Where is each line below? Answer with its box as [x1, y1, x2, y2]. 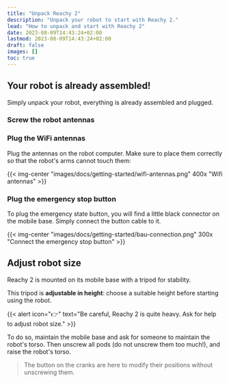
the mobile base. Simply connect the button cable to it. [7, 217, 161, 225]
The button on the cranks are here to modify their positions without [23, 360, 213, 369]
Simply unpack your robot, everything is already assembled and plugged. [7, 98, 214, 106]
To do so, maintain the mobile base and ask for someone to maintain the [7, 333, 211, 341]
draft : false [7, 42, 44, 49]
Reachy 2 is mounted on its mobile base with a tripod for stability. [7, 275, 191, 284]
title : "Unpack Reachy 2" [7, 10, 81, 17]
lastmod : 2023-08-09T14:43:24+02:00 [7, 36, 111, 42]
